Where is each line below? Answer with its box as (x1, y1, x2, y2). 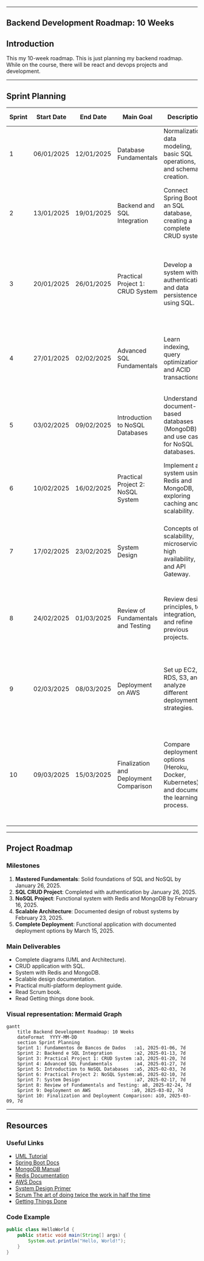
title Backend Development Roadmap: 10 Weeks (17, 1029, 135, 1035)
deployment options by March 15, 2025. (15, 927, 114, 934)
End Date (80, 113, 107, 122)
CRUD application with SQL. (15, 962, 86, 970)
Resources (6, 1120, 48, 1131)
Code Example (6, 1212, 50, 1221)
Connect (163, 186, 188, 195)
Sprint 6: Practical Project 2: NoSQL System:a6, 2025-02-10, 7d (17, 1071, 186, 1078)
